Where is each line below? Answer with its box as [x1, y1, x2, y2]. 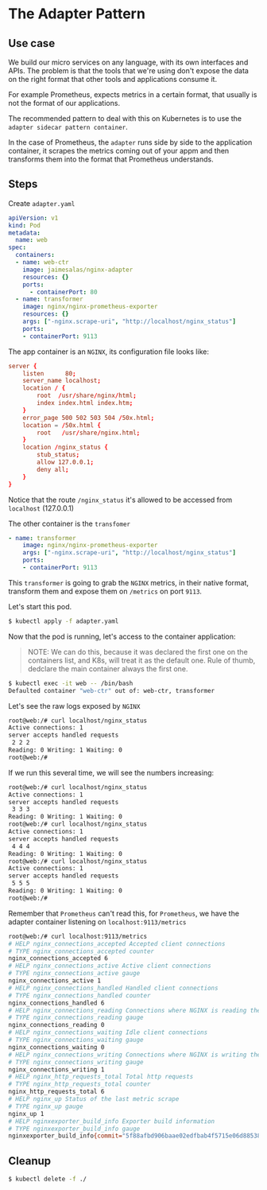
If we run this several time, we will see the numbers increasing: [8, 768, 215, 777]
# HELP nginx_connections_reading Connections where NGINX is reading [8, 1006, 247, 1014]
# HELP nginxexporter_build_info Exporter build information [8, 1117, 215, 1126]
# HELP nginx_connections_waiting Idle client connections [8, 1029, 208, 1036]
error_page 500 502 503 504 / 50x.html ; [22, 414, 155, 422]
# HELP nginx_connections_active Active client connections [8, 962, 212, 970]
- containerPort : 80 [29, 288, 98, 296]
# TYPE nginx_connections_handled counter [8, 991, 151, 999]
